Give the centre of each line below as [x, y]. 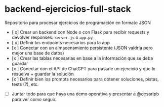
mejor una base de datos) [38, 53]
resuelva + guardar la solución [43, 74]
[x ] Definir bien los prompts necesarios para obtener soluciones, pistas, [85, 79]
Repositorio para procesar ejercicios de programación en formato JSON [78, 23]
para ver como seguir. [34, 99]
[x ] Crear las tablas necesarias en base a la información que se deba [82, 58]
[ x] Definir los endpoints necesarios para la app [61, 42]
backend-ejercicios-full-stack [68, 9]
